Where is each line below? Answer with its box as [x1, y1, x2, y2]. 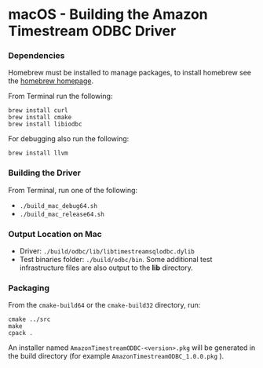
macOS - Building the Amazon [8, 5, 208, 24]
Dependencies [8, 50, 65, 61]
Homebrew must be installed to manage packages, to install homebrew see [8, 68, 251, 78]
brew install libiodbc [8, 120, 82, 129]
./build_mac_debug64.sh [19, 202, 98, 210]
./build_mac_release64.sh [19, 210, 104, 218]
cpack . [8, 330, 34, 337]
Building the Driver [8, 167, 81, 178]
